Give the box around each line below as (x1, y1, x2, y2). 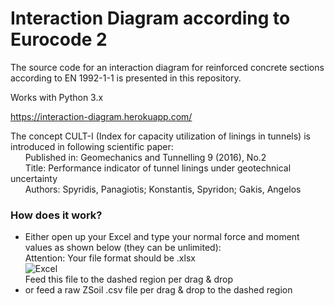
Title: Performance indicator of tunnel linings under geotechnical (24, 162, 292, 174)
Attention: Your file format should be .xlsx (24, 252, 196, 264)
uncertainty (10, 172, 58, 184)
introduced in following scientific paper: (10, 140, 174, 152)
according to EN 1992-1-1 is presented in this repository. (10, 72, 242, 84)
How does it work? (10, 208, 103, 222)
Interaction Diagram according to (10, 7, 291, 30)
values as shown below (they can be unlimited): (24, 242, 222, 254)
